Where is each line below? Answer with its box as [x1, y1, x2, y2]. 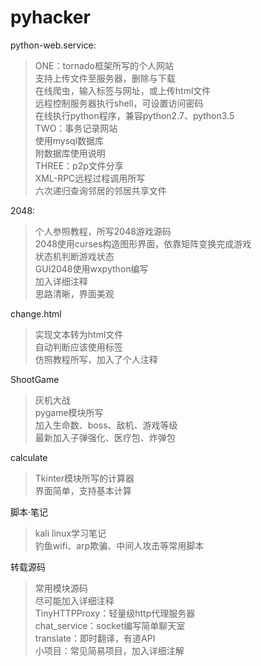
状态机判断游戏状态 [34, 250, 115, 262]
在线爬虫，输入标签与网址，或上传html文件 [34, 84, 212, 96]
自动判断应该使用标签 [34, 341, 123, 353]
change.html [10, 307, 62, 320]
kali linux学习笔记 [34, 527, 107, 539]
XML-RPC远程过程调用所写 [34, 172, 146, 184]
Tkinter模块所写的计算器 [34, 472, 135, 484]
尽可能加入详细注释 [34, 594, 115, 606]
